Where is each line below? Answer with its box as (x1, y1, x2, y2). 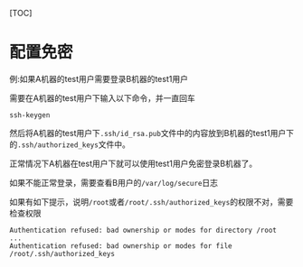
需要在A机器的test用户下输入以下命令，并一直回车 (9, 92, 196, 103)
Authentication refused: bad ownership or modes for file (9, 241, 232, 251)
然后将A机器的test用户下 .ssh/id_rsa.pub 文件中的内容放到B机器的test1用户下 (9, 127, 295, 138)
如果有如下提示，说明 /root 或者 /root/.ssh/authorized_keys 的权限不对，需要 (9, 196, 294, 207)
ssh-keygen (9, 110, 51, 120)
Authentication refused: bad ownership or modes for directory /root (9, 226, 278, 235)
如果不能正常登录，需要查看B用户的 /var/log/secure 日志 (9, 177, 219, 188)
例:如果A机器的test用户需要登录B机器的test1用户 (9, 73, 188, 84)
